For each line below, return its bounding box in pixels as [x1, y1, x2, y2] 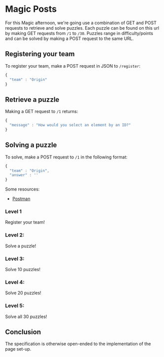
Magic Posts [5, 3, 57, 15]
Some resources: [5, 186, 40, 192]
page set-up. [5, 346, 32, 352]
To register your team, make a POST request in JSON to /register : [5, 63, 141, 69]
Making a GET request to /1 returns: [5, 109, 78, 115]
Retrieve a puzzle [5, 95, 60, 104]
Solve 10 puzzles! [5, 267, 41, 273]
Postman [12, 196, 31, 202]
